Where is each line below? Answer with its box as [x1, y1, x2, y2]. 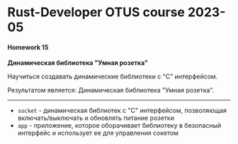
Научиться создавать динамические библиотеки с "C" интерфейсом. [7, 72, 218, 81]
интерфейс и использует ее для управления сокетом [17, 128, 179, 138]
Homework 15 [7, 43, 49, 52]
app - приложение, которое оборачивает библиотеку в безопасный [17, 121, 222, 130]
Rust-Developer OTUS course [7, 4, 186, 20]
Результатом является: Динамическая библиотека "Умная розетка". [7, 86, 215, 95]
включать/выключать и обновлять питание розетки [17, 114, 175, 122]
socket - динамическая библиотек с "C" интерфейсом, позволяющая [17, 107, 227, 115]
